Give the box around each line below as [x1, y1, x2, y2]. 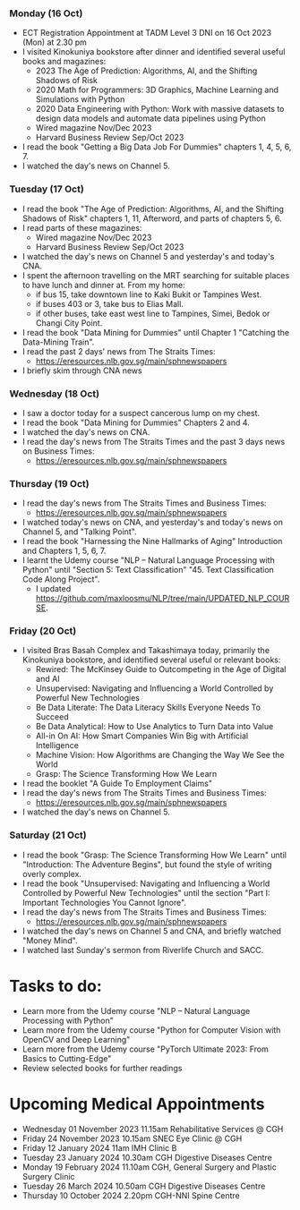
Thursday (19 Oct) [9, 477, 90, 490]
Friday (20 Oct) [9, 625, 77, 637]
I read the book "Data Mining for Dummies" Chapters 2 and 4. [21, 417, 251, 428]
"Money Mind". [21, 934, 78, 946]
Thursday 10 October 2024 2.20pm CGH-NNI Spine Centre [21, 1189, 240, 1201]
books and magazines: [21, 56, 107, 67]
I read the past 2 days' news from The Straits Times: [21, 345, 217, 356]
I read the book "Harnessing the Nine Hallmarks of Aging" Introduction [21, 536, 283, 547]
